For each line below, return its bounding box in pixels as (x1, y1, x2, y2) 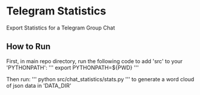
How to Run (6, 41, 51, 52)
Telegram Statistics (6, 4, 107, 18)
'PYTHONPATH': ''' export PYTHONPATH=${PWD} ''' (6, 64, 139, 71)
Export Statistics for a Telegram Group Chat (6, 24, 115, 31)
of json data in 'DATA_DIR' (6, 82, 72, 89)
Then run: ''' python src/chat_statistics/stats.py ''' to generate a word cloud (6, 75, 195, 82)
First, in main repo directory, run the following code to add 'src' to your (6, 57, 183, 64)
